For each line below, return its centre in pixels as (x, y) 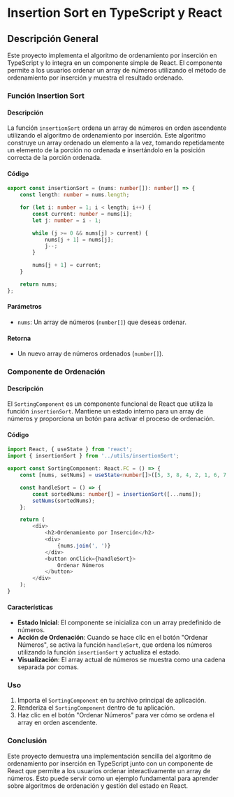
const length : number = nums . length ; (75, 195)
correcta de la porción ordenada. (55, 158)
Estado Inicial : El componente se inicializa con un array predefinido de (119, 622)
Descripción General (53, 39)
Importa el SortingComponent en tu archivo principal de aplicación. (112, 701)
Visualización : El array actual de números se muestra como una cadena (121, 660)
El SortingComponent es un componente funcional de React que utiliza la (110, 404)
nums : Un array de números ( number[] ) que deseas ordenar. (102, 322)
